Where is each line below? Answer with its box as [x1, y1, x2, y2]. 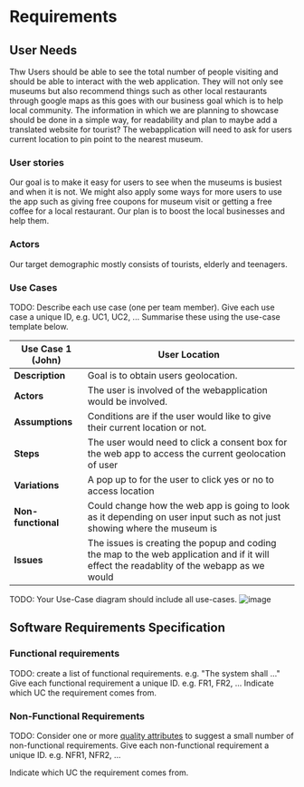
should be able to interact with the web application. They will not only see [9, 76, 283, 87]
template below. [9, 321, 69, 331]
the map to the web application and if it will [87, 548, 270, 561]
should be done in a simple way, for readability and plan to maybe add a [9, 115, 278, 125]
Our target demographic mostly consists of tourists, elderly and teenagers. [9, 258, 288, 269]
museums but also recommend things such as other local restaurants [9, 86, 268, 96]
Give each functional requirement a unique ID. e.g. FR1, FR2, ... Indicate [9, 677, 274, 688]
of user [87, 458, 119, 471]
